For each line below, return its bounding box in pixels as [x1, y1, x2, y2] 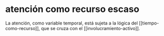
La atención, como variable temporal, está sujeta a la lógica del [5, 20, 138, 26]
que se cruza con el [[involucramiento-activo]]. [41, 25, 140, 31]
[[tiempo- [138, 20, 159, 26]
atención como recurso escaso [5, 3, 139, 15]
